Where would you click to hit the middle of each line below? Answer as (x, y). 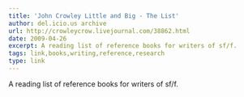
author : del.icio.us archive (58, 23)
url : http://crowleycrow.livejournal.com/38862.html (99, 31)
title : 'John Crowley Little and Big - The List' (94, 16)
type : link (27, 61)
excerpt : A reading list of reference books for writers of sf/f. (123, 46)
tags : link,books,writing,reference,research (86, 53)
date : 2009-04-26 (38, 38)
